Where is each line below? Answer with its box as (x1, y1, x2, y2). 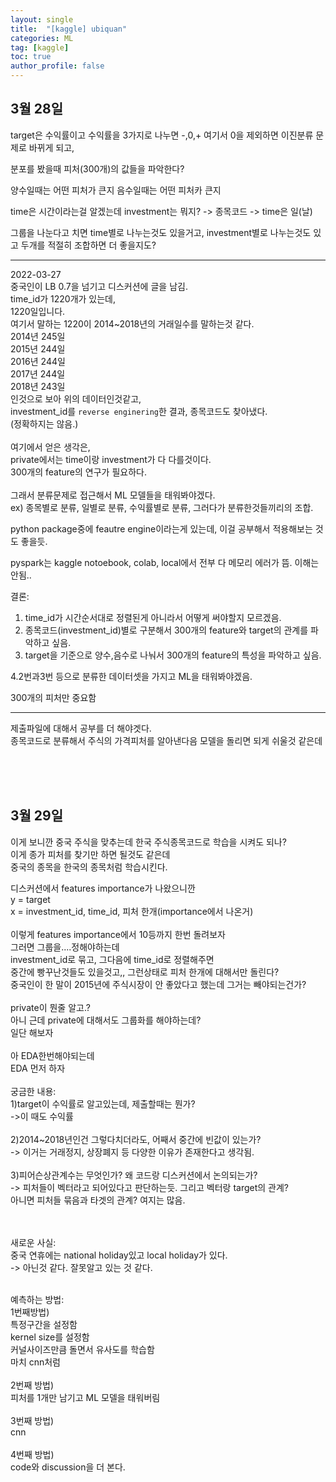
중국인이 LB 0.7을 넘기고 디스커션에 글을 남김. (10, 280, 188, 292)
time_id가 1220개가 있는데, (10, 292, 117, 305)
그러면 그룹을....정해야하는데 (10, 941, 120, 953)
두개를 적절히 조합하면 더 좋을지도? (20, 239, 157, 251)
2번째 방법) (10, 1379, 55, 1391)
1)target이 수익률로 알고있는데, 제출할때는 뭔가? (10, 1097, 196, 1110)
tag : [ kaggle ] (10, 42, 70, 53)
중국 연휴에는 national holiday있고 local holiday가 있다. (10, 1249, 228, 1261)
